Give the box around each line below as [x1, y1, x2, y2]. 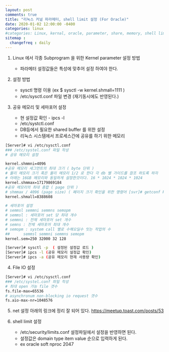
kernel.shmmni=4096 [5, 161, 46, 167]
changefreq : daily [10, 40, 51, 45]
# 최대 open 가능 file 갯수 [5, 284, 58, 289]
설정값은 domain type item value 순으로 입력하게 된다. [20, 335, 128, 341]
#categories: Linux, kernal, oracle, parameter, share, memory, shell [5, 31, 156, 36]
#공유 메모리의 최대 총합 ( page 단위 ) [5, 185, 78, 190]
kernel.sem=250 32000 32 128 [5, 236, 66, 241]
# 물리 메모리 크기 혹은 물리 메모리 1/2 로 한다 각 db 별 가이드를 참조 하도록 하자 [5, 171, 158, 176]
